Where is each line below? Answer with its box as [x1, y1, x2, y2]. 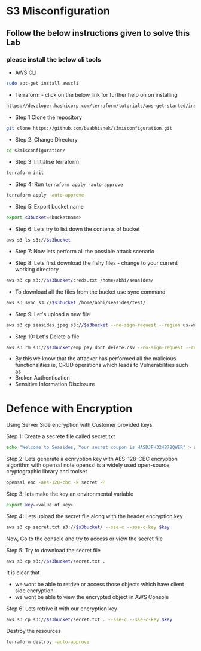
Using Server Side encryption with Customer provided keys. [6, 421, 154, 429]
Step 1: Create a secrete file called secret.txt [6, 433, 115, 440]
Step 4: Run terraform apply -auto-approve [14, 181, 124, 188]
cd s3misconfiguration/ [6, 148, 66, 154]
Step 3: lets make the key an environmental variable [6, 490, 133, 497]
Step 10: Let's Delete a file [14, 333, 80, 340]
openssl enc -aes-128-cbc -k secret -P [6, 479, 106, 485]
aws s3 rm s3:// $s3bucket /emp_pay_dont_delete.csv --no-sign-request [6, 344, 184, 350]
